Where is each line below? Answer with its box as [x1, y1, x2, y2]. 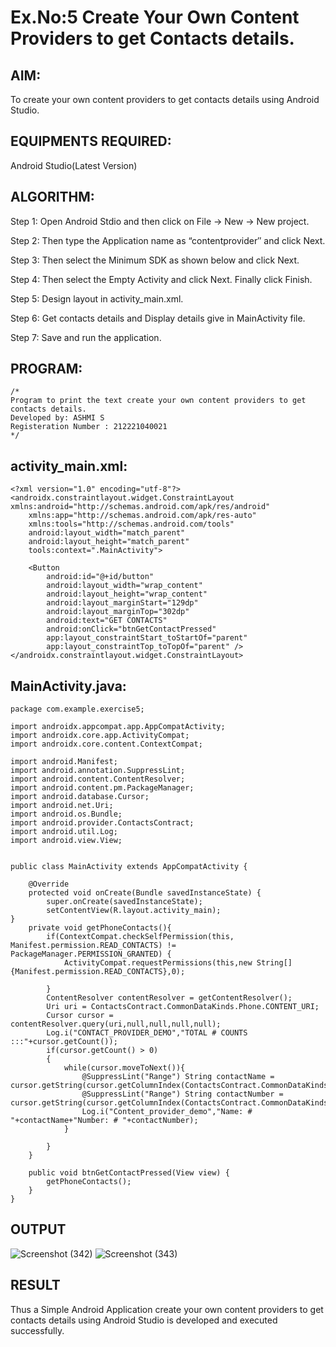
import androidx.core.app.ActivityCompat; [10, 731, 190, 741]
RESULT [10, 1277, 61, 1294]
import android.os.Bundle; [10, 809, 123, 820]
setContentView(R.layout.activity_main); [46, 906, 222, 916]
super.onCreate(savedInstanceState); [46, 897, 203, 907]
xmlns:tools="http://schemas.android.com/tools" [28, 519, 235, 530]
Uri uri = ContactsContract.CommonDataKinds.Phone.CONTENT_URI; [46, 1002, 320, 1012]
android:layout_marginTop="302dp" [46, 607, 190, 617]
